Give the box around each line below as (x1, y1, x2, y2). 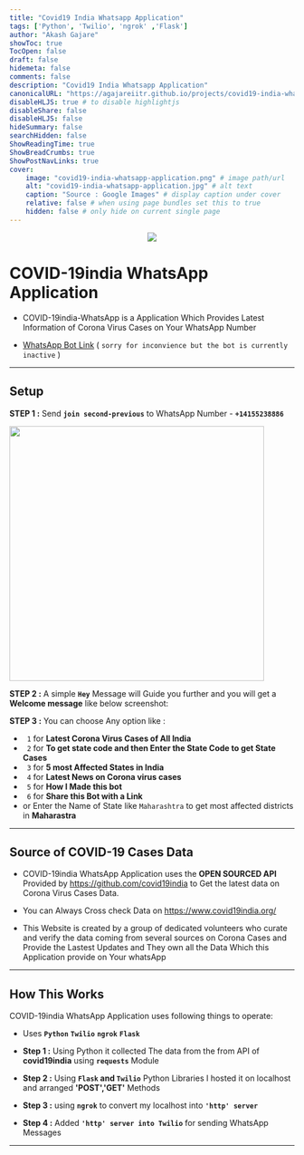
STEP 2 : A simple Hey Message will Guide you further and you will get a (9, 688, 277, 698)
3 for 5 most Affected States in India (26, 762, 165, 773)
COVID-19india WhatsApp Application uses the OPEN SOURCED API (22, 869, 278, 880)
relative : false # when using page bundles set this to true (25, 198, 261, 208)
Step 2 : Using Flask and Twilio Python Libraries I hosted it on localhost (22, 1073, 291, 1083)
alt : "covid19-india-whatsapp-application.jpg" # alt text (25, 182, 253, 191)
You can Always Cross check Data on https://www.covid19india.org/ (22, 905, 277, 916)
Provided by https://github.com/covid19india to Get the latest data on (22, 878, 280, 889)
